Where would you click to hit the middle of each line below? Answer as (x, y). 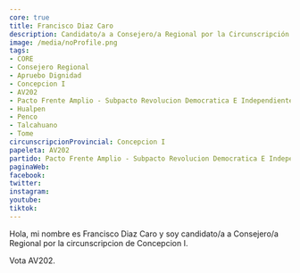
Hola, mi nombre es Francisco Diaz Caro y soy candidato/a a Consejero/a (144, 234)
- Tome (21, 134)
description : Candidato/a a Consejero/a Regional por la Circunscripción (150, 34)
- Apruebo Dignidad (46, 76)
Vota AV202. (33, 261)
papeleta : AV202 (39, 150)
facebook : (28, 175)
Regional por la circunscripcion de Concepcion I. (99, 243)
